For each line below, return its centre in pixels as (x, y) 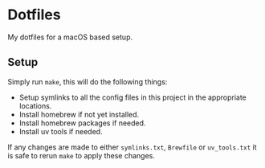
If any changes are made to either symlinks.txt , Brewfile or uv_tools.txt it (132, 147)
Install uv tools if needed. (61, 131)
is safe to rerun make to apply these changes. (82, 155)
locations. (35, 105)
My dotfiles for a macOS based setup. (70, 37)
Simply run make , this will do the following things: (88, 81)
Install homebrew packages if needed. (82, 123)
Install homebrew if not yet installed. (79, 114)
